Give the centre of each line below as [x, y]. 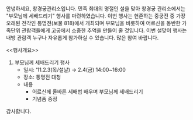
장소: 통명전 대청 [42, 77]
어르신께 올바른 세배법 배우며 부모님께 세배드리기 [87, 91]
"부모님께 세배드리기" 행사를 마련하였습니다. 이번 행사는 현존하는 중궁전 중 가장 [96, 16]
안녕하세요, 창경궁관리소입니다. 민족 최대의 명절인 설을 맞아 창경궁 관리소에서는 [96, 8]
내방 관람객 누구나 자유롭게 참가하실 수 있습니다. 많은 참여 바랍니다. [82, 38]
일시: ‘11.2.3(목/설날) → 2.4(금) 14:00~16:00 [74, 70]
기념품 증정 [44, 99]
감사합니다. [19, 111]
